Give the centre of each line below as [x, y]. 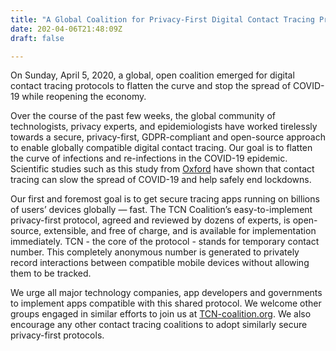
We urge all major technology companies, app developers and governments [166, 293]
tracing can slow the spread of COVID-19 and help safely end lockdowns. [161, 180]
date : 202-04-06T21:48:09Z [66, 29]
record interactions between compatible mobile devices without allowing [160, 263]
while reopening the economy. [84, 97]
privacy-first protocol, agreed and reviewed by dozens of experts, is [150, 220]
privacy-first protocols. [57, 335]
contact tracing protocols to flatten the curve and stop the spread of [151, 86]
